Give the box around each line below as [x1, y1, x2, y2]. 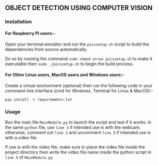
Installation [5, 18, 32, 25]
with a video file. [5, 135, 38, 141]
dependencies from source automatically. [5, 46, 88, 52]
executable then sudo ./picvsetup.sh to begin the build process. [5, 60, 134, 67]
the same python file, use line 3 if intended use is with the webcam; [5, 124, 141, 130]
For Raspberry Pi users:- [5, 30, 56, 36]
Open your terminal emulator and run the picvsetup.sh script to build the [5, 41, 149, 47]
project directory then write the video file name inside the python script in [5, 150, 152, 155]
